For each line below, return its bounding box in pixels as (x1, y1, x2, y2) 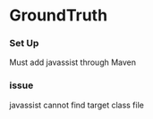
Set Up (9, 37, 39, 50)
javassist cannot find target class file (9, 99, 145, 110)
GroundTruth (9, 5, 108, 26)
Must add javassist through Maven (9, 57, 137, 67)
